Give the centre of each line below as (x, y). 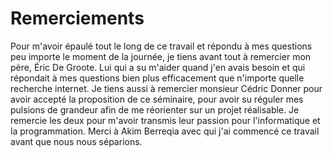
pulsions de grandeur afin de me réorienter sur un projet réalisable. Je (155, 109)
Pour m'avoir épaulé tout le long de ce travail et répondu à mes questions (161, 46)
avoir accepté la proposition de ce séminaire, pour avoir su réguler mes (157, 99)
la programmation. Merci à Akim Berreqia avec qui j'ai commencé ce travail (165, 131)
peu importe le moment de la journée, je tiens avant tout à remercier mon (161, 56)
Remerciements (77, 18)
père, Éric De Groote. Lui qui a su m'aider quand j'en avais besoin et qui (158, 67)
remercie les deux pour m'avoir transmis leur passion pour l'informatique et (165, 120)
